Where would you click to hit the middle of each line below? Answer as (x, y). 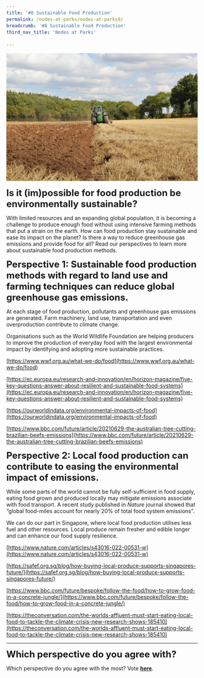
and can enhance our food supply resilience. (62, 536)
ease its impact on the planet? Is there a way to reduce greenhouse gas (96, 237)
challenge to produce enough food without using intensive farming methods (101, 224)
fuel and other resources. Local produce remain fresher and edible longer (98, 529)
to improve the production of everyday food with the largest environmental (99, 342)
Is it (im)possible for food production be (93, 193)
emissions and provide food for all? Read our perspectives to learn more (97, 244)
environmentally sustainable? (72, 204)
